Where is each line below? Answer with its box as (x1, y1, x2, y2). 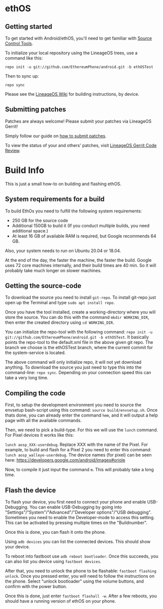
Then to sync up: (5, 73, 39, 79)
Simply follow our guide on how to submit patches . (5, 133, 107, 139)
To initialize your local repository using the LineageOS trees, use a (5, 50, 138, 56)
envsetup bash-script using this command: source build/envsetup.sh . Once (5, 407, 158, 413)
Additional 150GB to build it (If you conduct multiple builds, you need (12, 223, 150, 229)
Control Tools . (5, 41, 33, 46)
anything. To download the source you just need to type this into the (5, 364, 142, 370)
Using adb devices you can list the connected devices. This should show (5, 539, 151, 545)
